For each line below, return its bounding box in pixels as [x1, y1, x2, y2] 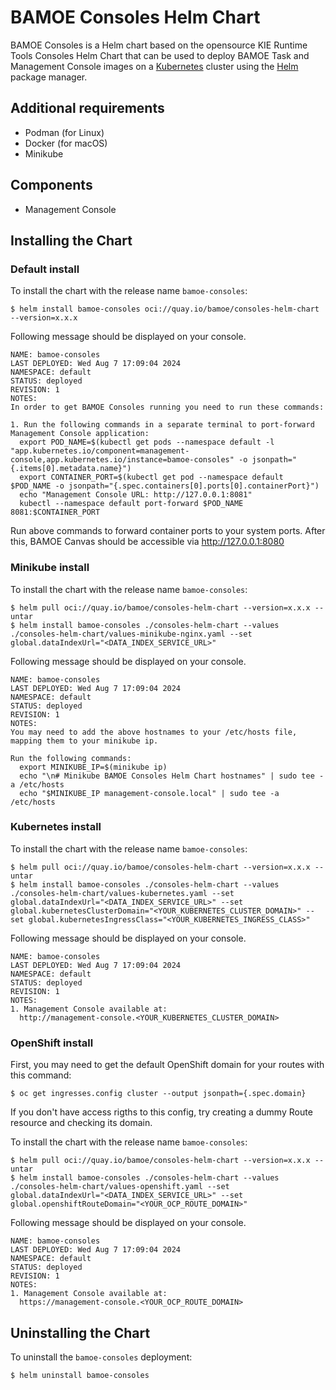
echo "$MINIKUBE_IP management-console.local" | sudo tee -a [19, 788, 280, 798]
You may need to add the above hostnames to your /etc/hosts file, [10, 727, 298, 737]
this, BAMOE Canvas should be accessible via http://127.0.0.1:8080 [10, 536, 285, 548]
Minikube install [10, 561, 90, 575]
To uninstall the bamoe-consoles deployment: [10, 1351, 193, 1363]
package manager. [10, 71, 88, 83]
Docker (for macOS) [24, 137, 108, 149]
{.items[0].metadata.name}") [10, 464, 132, 474]
